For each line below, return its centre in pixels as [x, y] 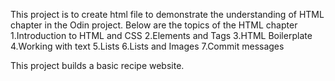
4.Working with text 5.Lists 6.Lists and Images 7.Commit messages [147, 46]
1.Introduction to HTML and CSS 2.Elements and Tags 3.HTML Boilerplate [161, 35]
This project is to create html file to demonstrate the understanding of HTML [167, 14]
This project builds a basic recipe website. [97, 65]
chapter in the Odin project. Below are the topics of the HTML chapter [154, 25]
